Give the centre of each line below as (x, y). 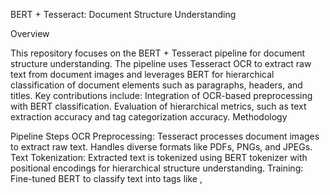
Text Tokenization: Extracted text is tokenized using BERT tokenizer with (159, 157)
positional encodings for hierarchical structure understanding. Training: (157, 168)
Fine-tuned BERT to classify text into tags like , (106, 178)
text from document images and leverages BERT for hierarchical (142, 74)
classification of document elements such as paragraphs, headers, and (156, 85)
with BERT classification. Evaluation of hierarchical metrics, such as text (158, 106)
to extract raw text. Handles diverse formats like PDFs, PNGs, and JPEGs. (161, 147)
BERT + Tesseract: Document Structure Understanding (123, 14)
